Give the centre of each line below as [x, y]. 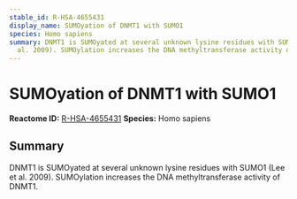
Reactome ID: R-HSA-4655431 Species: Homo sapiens [110, 119]
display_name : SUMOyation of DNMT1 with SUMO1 [96, 26]
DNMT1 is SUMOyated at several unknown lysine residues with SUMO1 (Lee [147, 167]
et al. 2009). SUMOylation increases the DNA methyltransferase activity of [145, 177]
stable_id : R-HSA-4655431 [57, 17]
